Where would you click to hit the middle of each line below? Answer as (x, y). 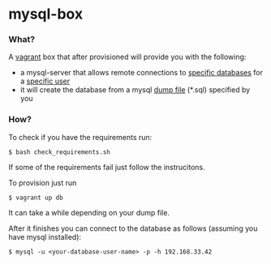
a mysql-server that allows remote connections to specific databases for (142, 73)
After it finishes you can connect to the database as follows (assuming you (133, 228)
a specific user (45, 81)
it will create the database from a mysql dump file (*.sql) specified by (135, 90)
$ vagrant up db (36, 198)
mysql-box (46, 14)
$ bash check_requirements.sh (60, 152)
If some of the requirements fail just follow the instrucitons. (107, 167)
